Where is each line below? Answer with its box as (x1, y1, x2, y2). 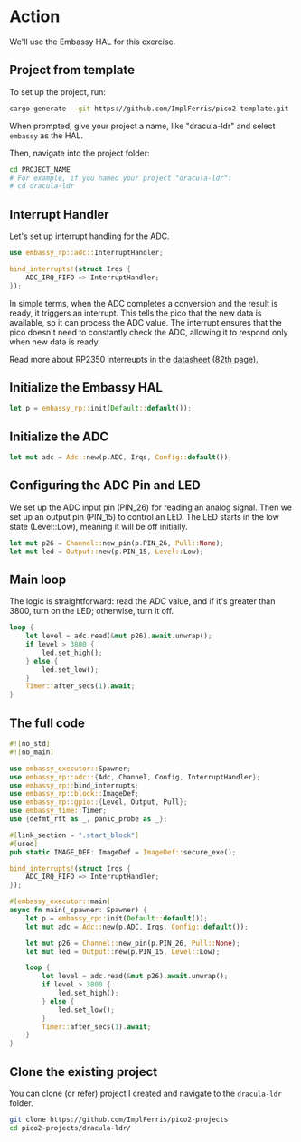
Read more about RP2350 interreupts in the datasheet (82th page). (9, 354, 259, 364)
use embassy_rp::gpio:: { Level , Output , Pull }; (9, 798, 188, 807)
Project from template (9, 62, 136, 78)
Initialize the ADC (9, 429, 109, 444)
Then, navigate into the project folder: (9, 147, 150, 158)
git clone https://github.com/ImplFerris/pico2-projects (9, 1115, 229, 1124)
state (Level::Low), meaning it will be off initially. (9, 521, 188, 532)
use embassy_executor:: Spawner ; (9, 764, 131, 773)
